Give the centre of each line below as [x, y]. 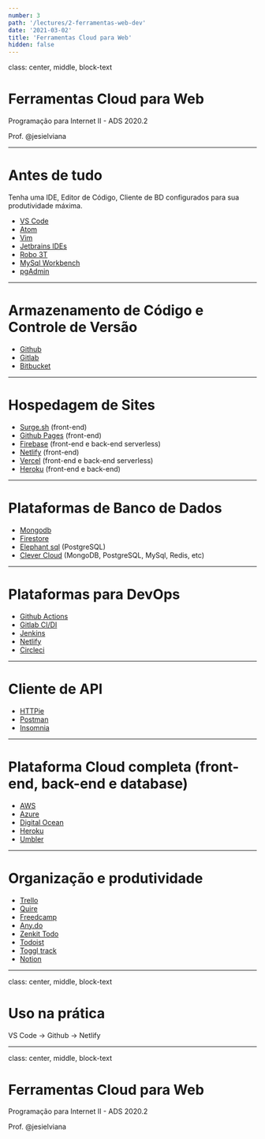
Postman [34, 719]
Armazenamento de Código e [106, 310]
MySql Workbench [50, 263]
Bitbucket [35, 366]
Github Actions [44, 616]
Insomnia [34, 727]
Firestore [34, 538]
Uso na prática [57, 1013]
